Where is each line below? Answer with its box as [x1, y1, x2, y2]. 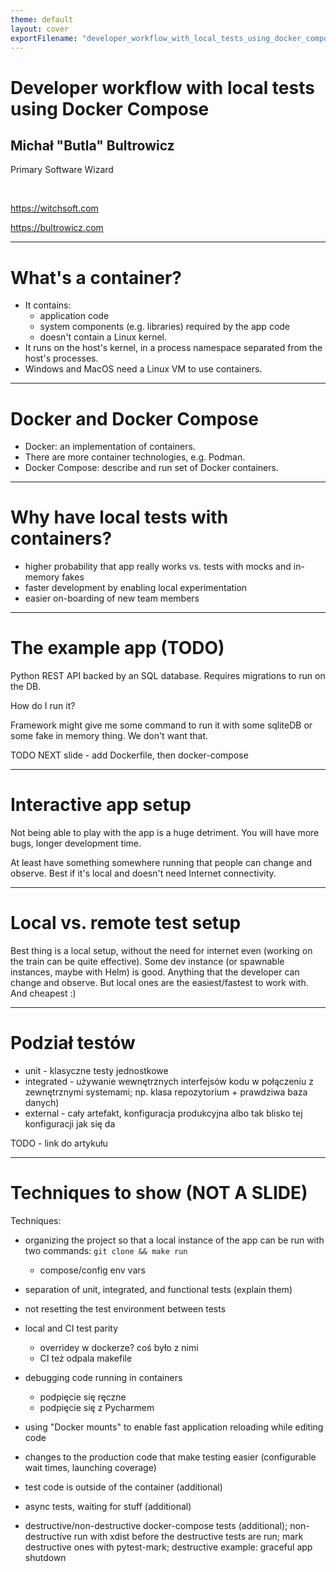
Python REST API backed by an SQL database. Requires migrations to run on [10, 670, 326, 682]
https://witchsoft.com [10, 202, 99, 215]
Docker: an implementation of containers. [24, 441, 196, 453]
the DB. [10, 681, 42, 693]
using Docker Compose [10, 97, 210, 120]
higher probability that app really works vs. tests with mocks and [24, 561, 292, 573]
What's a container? [10, 266, 182, 289]
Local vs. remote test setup [10, 912, 242, 935]
